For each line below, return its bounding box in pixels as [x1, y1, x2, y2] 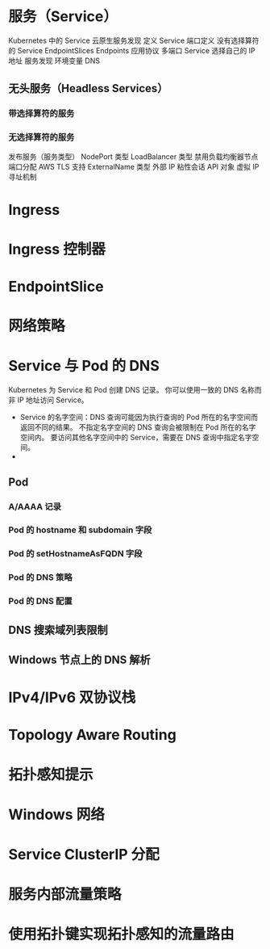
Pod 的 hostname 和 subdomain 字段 [8, 524, 152, 535]
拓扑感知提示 [8, 765, 94, 783]
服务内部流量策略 [8, 885, 123, 904]
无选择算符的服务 [8, 132, 75, 143]
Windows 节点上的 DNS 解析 [8, 653, 151, 667]
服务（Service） [8, 7, 118, 26]
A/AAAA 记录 [8, 501, 62, 512]
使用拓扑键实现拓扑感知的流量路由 [8, 926, 235, 943]
